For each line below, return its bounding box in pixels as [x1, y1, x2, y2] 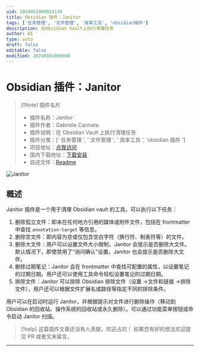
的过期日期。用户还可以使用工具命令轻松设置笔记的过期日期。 [14, 271, 167, 278]
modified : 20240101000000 [6, 53, 70, 59]
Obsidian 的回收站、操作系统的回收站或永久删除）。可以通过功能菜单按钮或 [6, 306, 189, 313]
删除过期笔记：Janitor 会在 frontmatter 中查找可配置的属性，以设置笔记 [14, 263, 189, 271]
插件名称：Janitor [29, 114, 73, 121]
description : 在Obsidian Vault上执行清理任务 [6, 25, 114, 32]
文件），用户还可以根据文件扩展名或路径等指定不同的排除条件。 [14, 285, 169, 293]
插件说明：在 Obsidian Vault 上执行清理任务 [29, 128, 136, 136]
